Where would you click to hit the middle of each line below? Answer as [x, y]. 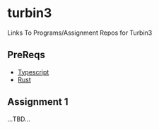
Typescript [33, 72]
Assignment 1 [38, 102]
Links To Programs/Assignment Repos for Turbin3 [80, 33]
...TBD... [19, 119]
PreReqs [26, 55]
